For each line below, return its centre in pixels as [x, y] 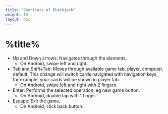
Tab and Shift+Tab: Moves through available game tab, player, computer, [88, 69]
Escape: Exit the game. [36, 101]
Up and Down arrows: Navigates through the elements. [70, 58]
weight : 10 [17, 15]
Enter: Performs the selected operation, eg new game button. [76, 90]
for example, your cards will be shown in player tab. [66, 80]
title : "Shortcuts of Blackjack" [40, 10]
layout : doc [18, 19]
